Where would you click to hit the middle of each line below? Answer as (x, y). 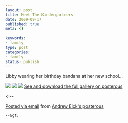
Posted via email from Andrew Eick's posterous (54, 106)
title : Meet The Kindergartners (39, 15)
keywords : (16, 38)
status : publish (22, 61)
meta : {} (14, 29)
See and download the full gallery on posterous (73, 86)
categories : (18, 52)
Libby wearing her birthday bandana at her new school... (64, 76)
